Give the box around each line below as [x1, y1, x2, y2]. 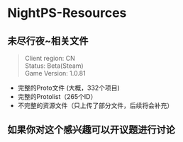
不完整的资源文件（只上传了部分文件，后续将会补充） [17, 101, 174, 110]
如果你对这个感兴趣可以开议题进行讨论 [7, 124, 175, 136]
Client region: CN [24, 54, 76, 62]
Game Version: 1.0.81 [24, 69, 87, 77]
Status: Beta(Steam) [24, 61, 84, 70]
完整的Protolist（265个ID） [17, 93, 97, 100]
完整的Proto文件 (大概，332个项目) [17, 83, 120, 92]
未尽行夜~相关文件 [7, 35, 89, 47]
